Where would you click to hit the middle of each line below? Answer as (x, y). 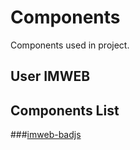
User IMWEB (50, 76)
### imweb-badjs (46, 135)
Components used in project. (70, 45)
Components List (65, 110)
